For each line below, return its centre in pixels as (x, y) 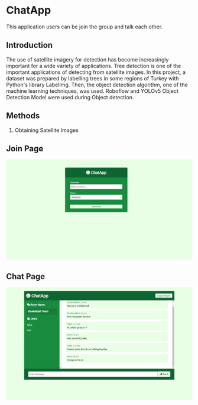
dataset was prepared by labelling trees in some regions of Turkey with (92, 78)
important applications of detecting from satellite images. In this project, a (96, 72)
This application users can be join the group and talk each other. (85, 27)
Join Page (25, 148)
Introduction (30, 45)
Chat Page (26, 276)
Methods (23, 116)
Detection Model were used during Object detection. (70, 97)
